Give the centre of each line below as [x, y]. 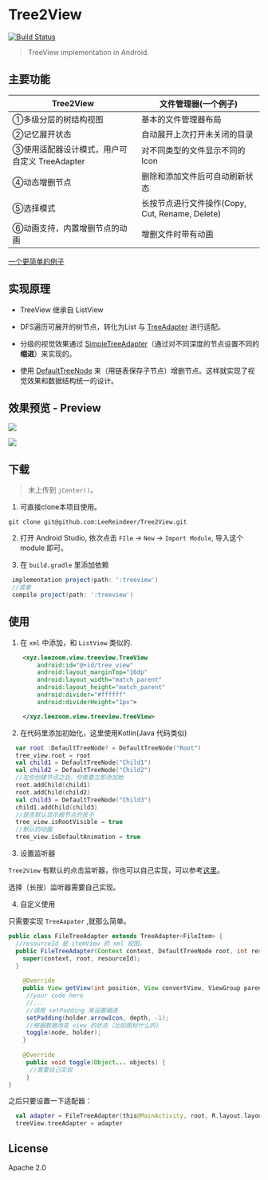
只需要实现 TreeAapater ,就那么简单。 [69, 921]
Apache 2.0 [27, 1167]
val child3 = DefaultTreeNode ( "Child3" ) [83, 800]
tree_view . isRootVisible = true [69, 822]
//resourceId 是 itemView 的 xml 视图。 [81, 944]
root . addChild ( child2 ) [53, 792]
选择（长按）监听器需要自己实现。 [64, 887]
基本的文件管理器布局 [181, 119]
